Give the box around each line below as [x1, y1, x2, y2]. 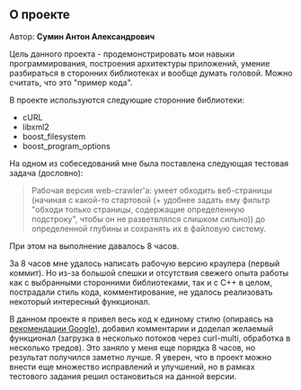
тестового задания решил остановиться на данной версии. [9, 370, 237, 381]
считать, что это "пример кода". [9, 76, 133, 88]
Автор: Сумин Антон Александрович [9, 31, 155, 41]
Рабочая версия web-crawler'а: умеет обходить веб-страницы [31, 184, 272, 196]
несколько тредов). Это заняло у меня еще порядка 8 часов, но [9, 341, 256, 353]
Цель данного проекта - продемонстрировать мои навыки [9, 49, 235, 59]
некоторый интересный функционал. [9, 296, 151, 306]
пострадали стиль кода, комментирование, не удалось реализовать [9, 287, 273, 297]
